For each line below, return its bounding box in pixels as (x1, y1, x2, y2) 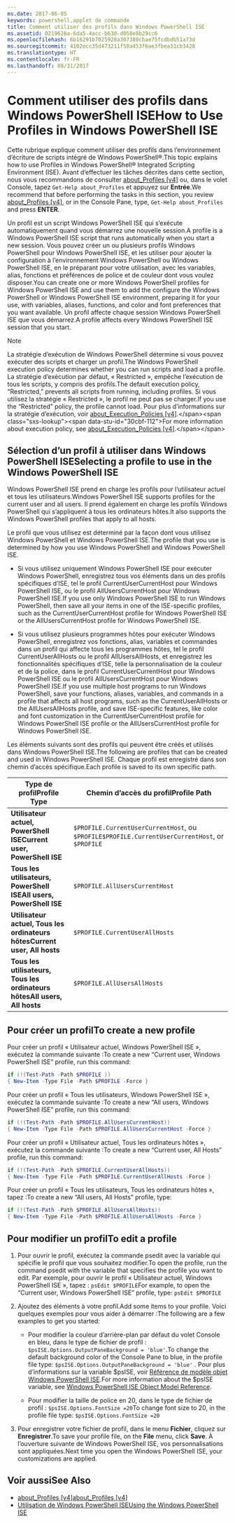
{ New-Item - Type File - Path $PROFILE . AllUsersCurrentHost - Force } (7, 1125, 211, 1132)
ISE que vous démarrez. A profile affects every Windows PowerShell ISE (7, 315, 213, 324)
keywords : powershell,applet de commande (7, 17, 130, 24)
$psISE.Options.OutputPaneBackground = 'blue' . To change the (27, 1346, 209, 1353)
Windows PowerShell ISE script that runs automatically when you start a (7, 233, 215, 242)
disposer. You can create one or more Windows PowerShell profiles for (7, 278, 210, 287)
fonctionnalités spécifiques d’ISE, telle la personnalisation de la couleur (17, 660, 222, 668)
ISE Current (10, 835, 48, 845)
